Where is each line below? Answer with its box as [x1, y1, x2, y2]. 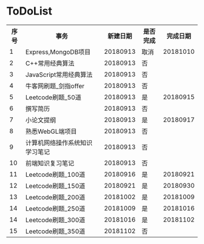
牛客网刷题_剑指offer [25, 82, 85, 90]
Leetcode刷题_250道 [25, 204, 86, 213]
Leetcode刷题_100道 [25, 170, 86, 179]
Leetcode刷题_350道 [25, 227, 86, 236]
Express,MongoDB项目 [25, 47, 91, 56]
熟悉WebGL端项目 [25, 127, 77, 136]
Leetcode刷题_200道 [25, 193, 86, 201]
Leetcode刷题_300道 [25, 216, 86, 224]
